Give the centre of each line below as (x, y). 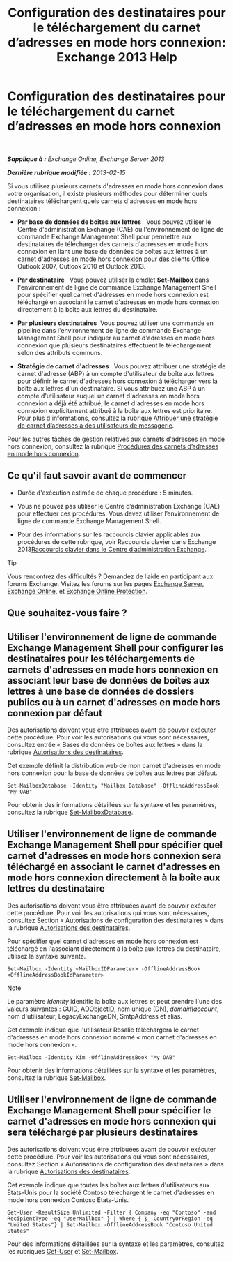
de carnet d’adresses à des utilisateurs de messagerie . (96, 425)
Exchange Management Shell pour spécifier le (109, 1111)
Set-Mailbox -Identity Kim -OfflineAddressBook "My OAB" (91, 1057)
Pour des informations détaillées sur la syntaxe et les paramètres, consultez (116, 1244)
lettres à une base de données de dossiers (101, 691)
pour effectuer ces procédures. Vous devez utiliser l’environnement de (118, 513)
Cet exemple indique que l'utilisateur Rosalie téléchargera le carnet (103, 1030)
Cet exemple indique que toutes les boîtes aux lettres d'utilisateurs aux (109, 1185)
